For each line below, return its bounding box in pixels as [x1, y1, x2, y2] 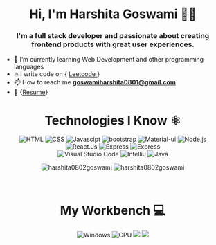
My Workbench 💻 [60, 202, 166, 218]
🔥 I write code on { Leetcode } [13, 70, 100, 78]
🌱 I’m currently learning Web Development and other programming [13, 55, 204, 64]
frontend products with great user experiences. [30, 39, 195, 49]
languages [13, 62, 44, 71]
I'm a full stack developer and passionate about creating [16, 31, 210, 41]
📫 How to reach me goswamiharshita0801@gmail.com [13, 78, 177, 87]
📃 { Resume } [13, 88, 48, 96]
